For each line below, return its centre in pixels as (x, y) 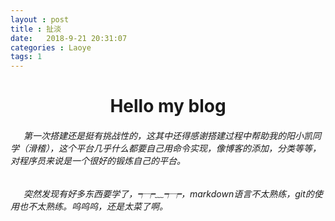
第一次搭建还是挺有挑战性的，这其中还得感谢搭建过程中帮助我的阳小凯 (168, 135)
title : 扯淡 (36, 29)
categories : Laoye (51, 47)
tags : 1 (26, 57)
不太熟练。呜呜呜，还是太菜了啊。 (97, 206)
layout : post (40, 19)
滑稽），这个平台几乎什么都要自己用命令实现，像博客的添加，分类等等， (174, 148)
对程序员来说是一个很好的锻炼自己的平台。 (98, 160)
